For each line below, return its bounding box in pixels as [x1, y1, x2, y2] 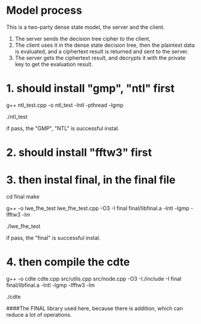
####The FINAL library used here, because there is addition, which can [6, 304, 183, 312]
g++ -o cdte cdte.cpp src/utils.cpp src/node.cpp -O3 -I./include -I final [6, 275, 182, 282]
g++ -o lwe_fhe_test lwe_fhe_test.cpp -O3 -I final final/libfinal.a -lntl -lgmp [6, 205, 190, 212]
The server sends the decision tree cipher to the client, [14, 35, 151, 42]
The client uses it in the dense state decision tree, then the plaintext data [14, 41, 195, 49]
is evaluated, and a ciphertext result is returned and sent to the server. [14, 47, 189, 55]
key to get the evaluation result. [14, 61, 93, 68]
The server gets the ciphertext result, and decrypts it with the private [14, 54, 186, 61]
